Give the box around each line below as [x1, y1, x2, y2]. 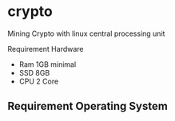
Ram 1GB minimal [18, 59, 77, 69]
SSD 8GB [18, 68, 50, 77]
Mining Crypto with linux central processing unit [7, 29, 165, 38]
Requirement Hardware [7, 44, 85, 53]
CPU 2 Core [18, 76, 59, 86]
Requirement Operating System [7, 100, 169, 113]
